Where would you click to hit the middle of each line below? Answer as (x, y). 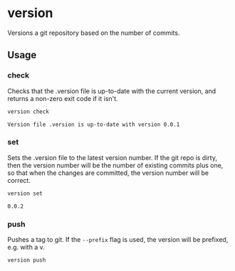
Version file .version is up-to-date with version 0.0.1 (94, 124)
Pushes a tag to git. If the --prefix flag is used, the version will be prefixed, (118, 239)
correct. (19, 180)
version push (27, 260)
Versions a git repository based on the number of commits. (94, 33)
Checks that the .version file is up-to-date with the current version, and (112, 91)
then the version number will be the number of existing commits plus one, (115, 165)
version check (28, 112)
